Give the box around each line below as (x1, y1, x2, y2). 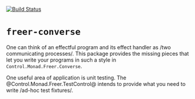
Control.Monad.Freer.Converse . (6, 62, 82, 69)
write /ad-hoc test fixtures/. (6, 87, 73, 94)
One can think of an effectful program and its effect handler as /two (6, 43, 171, 50)
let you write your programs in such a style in (6, 56, 117, 63)
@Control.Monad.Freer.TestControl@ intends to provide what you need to (6, 80, 186, 87)
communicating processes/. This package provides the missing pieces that (6, 50, 189, 57)
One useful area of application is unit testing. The (6, 74, 127, 81)
